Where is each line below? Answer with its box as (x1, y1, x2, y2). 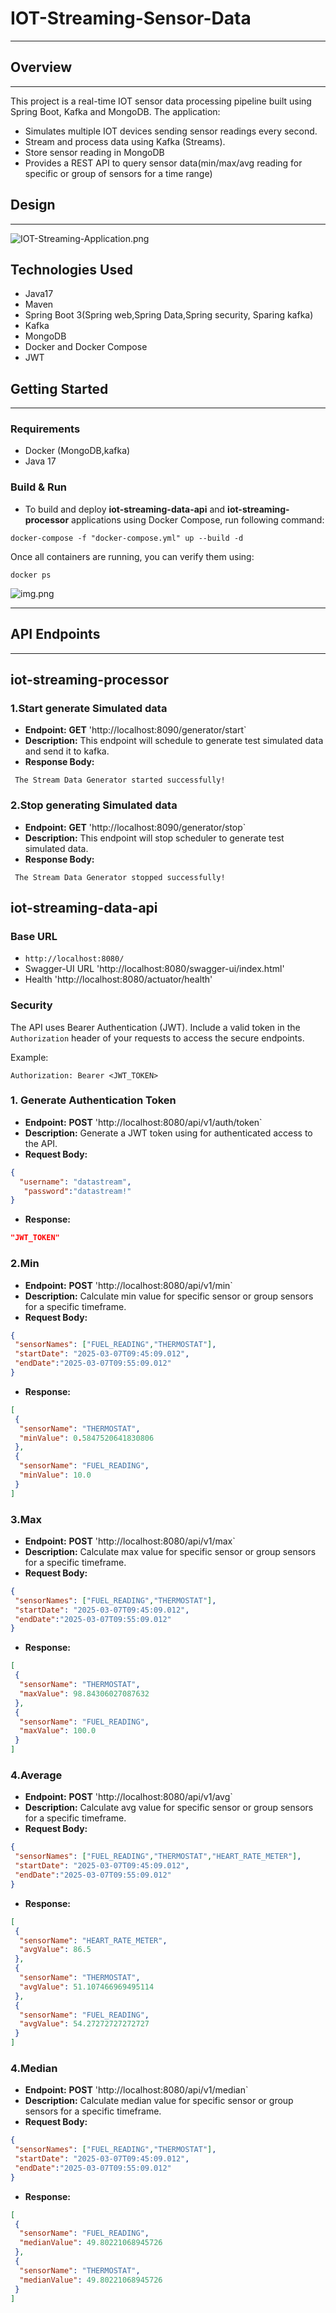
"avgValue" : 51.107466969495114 (19, 1982, 155, 1992)
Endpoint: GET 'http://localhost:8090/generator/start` (24, 724, 247, 736)
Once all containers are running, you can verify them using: (10, 550, 255, 562)
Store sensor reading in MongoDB (24, 146, 165, 158)
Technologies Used (10, 261, 133, 278)
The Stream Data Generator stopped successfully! (14, 872, 226, 882)
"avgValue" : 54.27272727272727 (19, 2019, 150, 2029)
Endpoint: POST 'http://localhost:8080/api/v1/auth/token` (24, 1116, 263, 1128)
